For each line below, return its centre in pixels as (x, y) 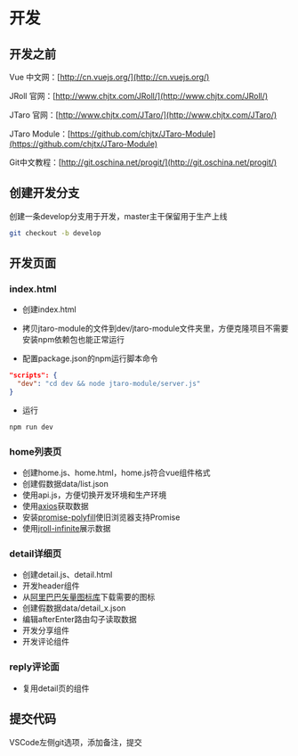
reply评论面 (34, 667)
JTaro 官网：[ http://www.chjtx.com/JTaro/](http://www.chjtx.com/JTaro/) (143, 115)
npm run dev (31, 427)
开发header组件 (51, 586)
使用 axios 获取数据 (55, 506)
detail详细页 (36, 554)
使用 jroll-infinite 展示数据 (66, 529)
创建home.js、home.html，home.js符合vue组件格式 (116, 472)
